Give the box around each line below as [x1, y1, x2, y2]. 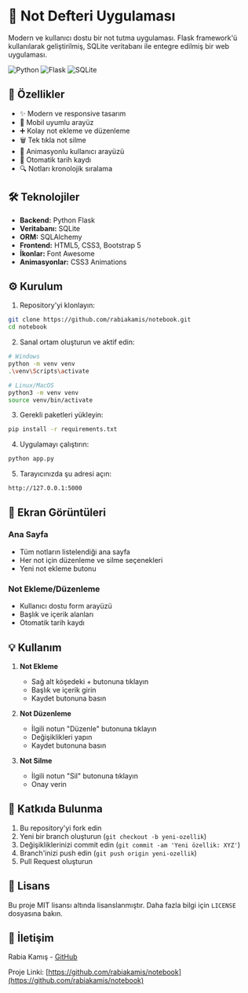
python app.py [8, 455, 55, 463]
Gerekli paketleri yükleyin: [19, 410, 104, 420]
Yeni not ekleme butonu [19, 564, 97, 573]
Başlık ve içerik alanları [19, 609, 94, 620]
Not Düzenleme [19, 708, 72, 718]
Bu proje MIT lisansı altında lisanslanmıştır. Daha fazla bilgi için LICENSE [8, 900, 237, 910]
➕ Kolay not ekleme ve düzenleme [19, 126, 130, 135]
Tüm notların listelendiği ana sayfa [19, 546, 131, 557]
